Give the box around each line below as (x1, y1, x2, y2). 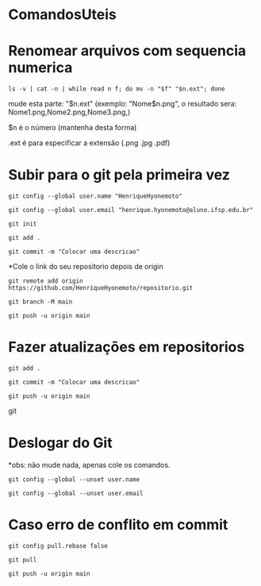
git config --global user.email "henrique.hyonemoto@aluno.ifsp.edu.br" (8, 206, 254, 214)
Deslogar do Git (8, 434, 113, 452)
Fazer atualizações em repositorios (8, 338, 245, 357)
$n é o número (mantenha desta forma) (8, 123, 137, 133)
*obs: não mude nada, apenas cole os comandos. (8, 460, 171, 469)
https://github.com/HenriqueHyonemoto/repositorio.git (8, 284, 194, 292)
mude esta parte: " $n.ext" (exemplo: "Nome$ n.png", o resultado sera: (8, 99, 237, 109)
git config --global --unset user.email (8, 489, 144, 497)
